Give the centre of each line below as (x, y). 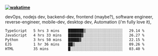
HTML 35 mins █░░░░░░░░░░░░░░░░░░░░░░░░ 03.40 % (75, 49)
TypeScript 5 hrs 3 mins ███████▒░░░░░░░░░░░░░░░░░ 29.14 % (75, 31)
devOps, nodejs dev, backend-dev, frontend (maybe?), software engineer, (79, 17)
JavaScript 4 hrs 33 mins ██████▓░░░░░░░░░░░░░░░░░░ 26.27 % (75, 35)
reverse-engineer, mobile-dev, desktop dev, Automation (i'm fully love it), (78, 22)
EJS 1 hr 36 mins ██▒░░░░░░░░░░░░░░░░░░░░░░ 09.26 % (75, 44)
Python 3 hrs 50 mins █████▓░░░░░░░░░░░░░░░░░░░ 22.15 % (75, 40)
